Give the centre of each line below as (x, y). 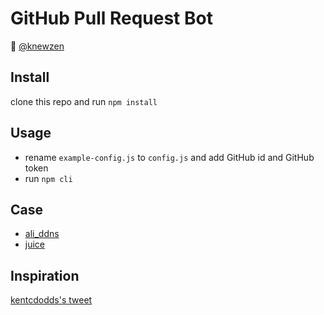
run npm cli (48, 178)
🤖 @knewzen (37, 46)
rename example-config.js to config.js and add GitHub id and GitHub (169, 157)
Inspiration (45, 275)
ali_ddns (42, 234)
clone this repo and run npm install (84, 101)
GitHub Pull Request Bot (111, 18)
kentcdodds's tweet (51, 300)
